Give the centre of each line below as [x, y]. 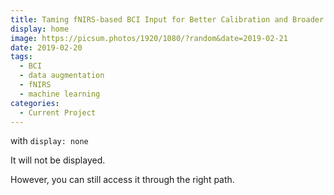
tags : [21, 57]
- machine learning [60, 94]
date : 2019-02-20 [46, 47]
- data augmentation [62, 76]
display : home [40, 29]
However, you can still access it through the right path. [122, 180]
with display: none [49, 141]
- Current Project [58, 112]
